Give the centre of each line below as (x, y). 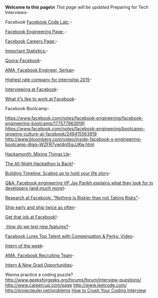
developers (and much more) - (36, 188)
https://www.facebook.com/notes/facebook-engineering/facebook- (74, 118)
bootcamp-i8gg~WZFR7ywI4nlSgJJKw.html (50, 144)
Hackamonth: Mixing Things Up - (38, 154)
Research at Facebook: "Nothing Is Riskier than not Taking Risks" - (73, 198)
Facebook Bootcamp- (27, 108)
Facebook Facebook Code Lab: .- (39, 22)
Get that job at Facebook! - (32, 217)
